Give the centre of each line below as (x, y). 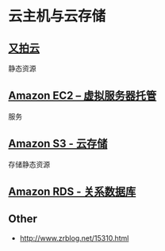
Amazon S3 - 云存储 (58, 144)
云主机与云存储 (57, 16)
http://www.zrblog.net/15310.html (74, 238)
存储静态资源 (29, 164)
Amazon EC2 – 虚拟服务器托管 (82, 96)
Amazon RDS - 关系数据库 (72, 192)
